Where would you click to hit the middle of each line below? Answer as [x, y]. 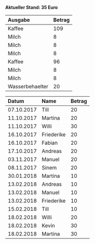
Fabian [50, 143]
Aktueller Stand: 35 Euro [32, 7]
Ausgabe [19, 20]
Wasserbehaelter [28, 86]
